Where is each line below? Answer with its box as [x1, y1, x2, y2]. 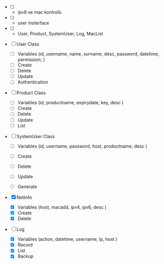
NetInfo [16, 194, 32, 200]
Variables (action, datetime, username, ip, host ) [17, 236, 118, 242]
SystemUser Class [16, 133, 55, 139]
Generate [17, 184, 37, 190]
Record [17, 242, 33, 248]
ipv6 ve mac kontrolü [17, 9, 62, 15]
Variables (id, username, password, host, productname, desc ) [17, 143, 147, 149]
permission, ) [17, 57, 45, 63]
